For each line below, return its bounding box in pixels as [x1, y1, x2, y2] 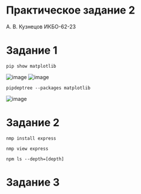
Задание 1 [6, 44, 58, 57]
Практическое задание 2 [6, 4, 135, 17]
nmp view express [6, 146, 49, 152]
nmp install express [6, 135, 57, 142]
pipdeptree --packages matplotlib [6, 85, 91, 91]
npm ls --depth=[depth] [6, 156, 65, 162]
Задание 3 [6, 176, 60, 189]
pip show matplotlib [6, 63, 57, 69]
